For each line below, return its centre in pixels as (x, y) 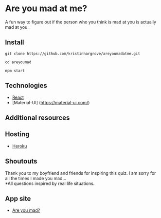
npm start (15, 71)
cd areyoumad (18, 62)
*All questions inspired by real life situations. (50, 183)
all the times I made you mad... (36, 178)
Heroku (19, 146)
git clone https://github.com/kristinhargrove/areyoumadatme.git (72, 54)
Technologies (26, 86)
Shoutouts (21, 161)
